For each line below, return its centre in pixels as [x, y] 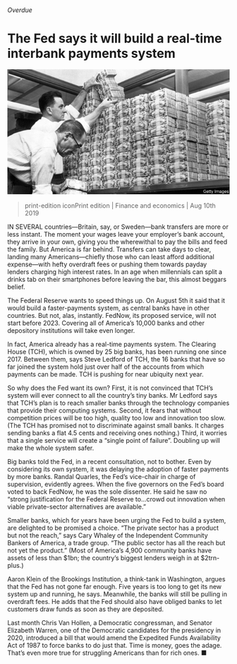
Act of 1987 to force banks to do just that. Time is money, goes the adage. [115, 646]
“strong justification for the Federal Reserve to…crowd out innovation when [116, 499]
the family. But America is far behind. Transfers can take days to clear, [109, 249]
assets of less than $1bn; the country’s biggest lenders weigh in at [103, 558]
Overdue [20, 10]
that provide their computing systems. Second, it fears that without [104, 410]
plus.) [16, 566]
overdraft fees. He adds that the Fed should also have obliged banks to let [115, 602]
